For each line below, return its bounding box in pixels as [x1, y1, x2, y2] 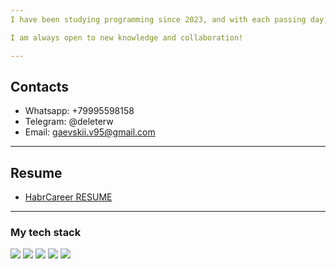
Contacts [10, 78, 70, 95]
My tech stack [10, 226, 82, 240]
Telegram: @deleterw [24, 116, 114, 128]
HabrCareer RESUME [24, 191, 113, 203]
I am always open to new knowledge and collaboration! [10, 32, 244, 43]
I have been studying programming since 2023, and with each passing [10, 14, 307, 25]
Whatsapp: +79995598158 [24, 105, 135, 117]
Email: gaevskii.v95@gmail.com [24, 126, 156, 138]
